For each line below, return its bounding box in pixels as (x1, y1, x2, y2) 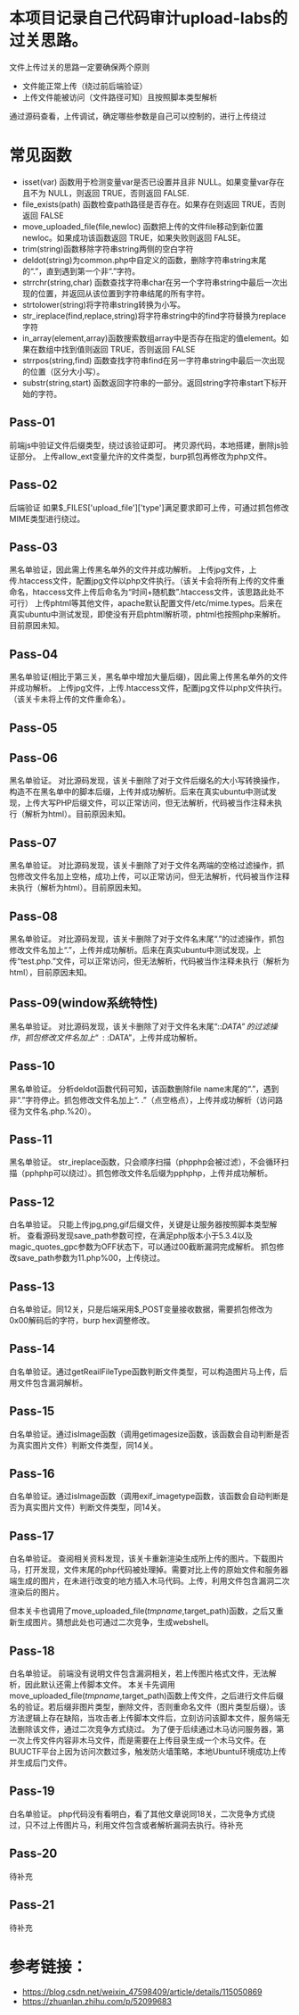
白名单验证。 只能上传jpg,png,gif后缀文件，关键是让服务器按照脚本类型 (9, 1219, 270, 1230)
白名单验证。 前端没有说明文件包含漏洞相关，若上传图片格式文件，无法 (9, 1668, 269, 1679)
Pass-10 (9, 1058, 56, 1074)
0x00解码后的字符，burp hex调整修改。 (9, 1315, 155, 1326)
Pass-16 (9, 1466, 55, 1481)
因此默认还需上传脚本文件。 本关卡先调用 (24, 1679, 175, 1690)
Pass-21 (9, 1897, 55, 1912)
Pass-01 (9, 415, 56, 430)
